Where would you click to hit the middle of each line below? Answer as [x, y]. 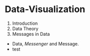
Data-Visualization [45, 9]
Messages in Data [31, 34]
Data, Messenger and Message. [46, 43]
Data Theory [25, 28]
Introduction [25, 23]
